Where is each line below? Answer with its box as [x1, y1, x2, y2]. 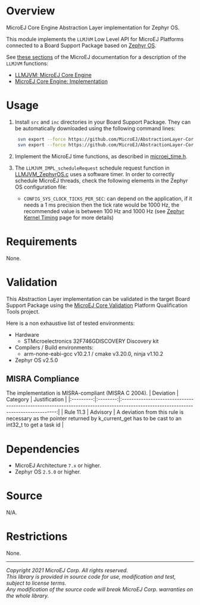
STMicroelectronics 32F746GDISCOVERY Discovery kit [23, 337, 159, 345]
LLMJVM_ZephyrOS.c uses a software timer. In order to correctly [14, 170, 174, 177]
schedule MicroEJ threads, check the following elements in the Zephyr [14, 177, 189, 184]
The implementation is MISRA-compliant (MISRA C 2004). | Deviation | [6, 389, 179, 397]
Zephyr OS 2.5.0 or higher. [14, 468, 82, 475]
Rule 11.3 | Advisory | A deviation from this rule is [64, 409, 184, 416]
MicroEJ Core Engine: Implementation [14, 78, 108, 85]
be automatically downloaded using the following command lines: [14, 124, 176, 132]
